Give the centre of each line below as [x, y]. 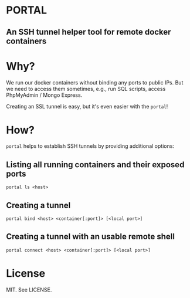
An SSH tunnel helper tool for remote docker [89, 32]
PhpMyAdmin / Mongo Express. [44, 95]
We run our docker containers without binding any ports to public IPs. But [95, 82]
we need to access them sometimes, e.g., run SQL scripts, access [86, 89]
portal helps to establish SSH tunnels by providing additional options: [90, 146]
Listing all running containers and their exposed [95, 165]
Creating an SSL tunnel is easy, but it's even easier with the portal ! [87, 106]
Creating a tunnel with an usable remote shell [90, 237]
